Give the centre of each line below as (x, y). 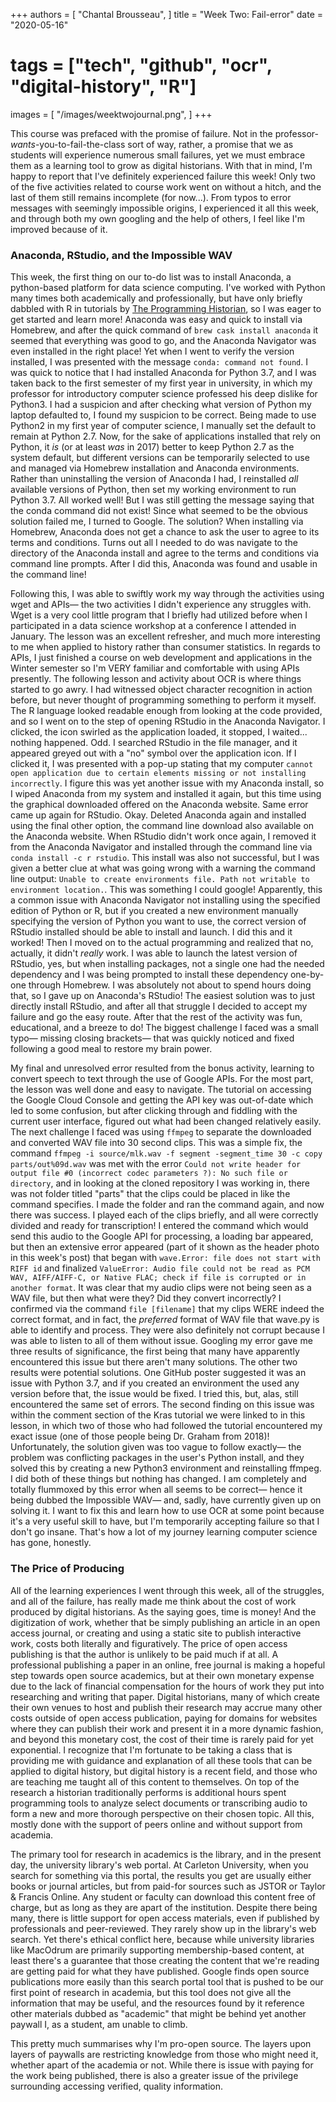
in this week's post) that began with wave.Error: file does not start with (165, 1258)
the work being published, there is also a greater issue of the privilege (154, 2075)
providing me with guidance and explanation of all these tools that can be (161, 1760)
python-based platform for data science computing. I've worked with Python (168, 288)
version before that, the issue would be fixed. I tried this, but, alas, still (154, 1394)
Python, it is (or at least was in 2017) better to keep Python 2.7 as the (152, 447)
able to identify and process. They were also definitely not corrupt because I (167, 1330)
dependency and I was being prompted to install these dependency (149, 975)
